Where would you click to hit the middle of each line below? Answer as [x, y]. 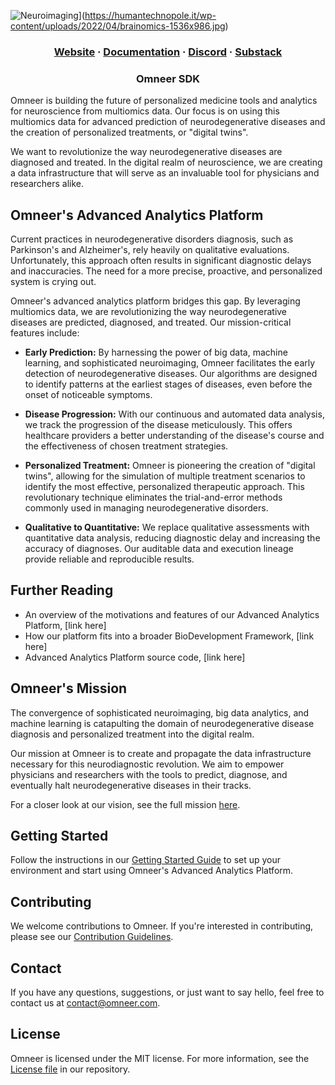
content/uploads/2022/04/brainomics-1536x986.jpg [118, 26]
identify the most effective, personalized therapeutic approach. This [164, 487]
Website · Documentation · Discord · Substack [168, 52]
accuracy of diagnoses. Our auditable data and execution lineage [159, 549]
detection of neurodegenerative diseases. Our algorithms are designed [171, 374]
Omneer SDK [168, 78]
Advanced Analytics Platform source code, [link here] [135, 657]
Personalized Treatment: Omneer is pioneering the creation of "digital [170, 466]
